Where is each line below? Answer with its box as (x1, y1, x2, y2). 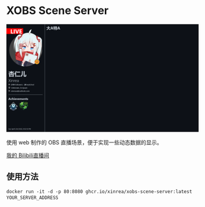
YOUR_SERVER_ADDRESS (6, 195, 59, 201)
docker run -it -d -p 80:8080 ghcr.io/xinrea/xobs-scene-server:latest (6, 189, 192, 195)
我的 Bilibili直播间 (6, 152, 50, 159)
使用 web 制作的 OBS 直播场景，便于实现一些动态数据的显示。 (6, 139, 163, 146)
